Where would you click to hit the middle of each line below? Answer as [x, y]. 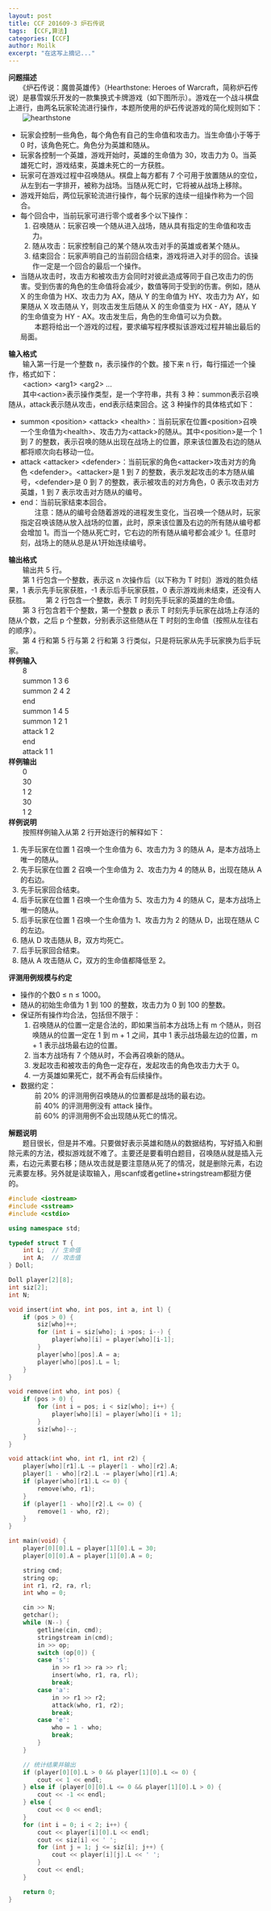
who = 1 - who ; [77, 1728]
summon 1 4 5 [46, 711]
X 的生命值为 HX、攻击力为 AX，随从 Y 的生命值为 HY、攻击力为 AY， [136, 296]
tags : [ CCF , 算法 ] [38, 31]
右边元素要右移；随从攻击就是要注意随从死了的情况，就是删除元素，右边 [142, 1163]
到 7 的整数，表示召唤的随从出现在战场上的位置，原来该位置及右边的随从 [141, 442]
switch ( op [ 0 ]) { [66, 1653]
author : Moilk [32, 46]
